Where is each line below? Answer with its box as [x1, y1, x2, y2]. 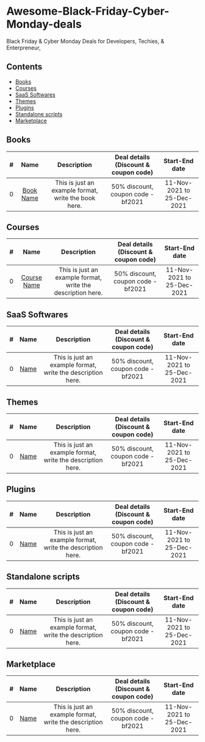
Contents [6, 62, 43, 72]
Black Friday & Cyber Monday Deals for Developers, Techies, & [6, 37, 165, 45]
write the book [54, 194, 96, 202]
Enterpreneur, [6, 44, 41, 51]
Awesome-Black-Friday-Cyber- [6, 4, 170, 18]
